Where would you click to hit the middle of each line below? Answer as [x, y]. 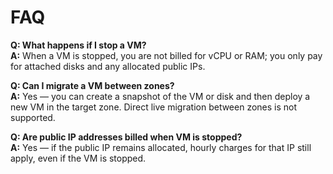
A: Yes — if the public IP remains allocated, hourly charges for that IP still [161, 147]
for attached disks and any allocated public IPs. [108, 66]
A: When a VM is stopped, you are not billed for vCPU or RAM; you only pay [166, 55]
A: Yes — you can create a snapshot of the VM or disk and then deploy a [160, 96]
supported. [33, 117]
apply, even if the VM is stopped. [78, 158]
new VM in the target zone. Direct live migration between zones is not [154, 107]
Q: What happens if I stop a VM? [78, 45]
